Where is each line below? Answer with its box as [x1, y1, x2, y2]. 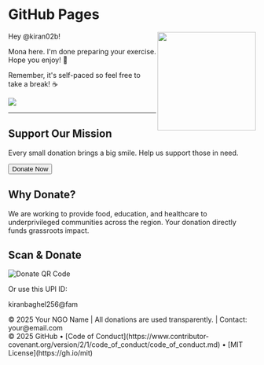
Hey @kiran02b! [8, 31, 61, 41]
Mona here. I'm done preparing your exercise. [8, 46, 156, 56]
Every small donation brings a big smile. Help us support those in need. [8, 148, 239, 157]
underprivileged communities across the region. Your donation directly [8, 217, 237, 227]
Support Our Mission [8, 127, 112, 141]
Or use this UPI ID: [8, 285, 68, 294]
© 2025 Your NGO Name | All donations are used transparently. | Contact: [8, 315, 247, 324]
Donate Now [12, 164, 49, 173]
